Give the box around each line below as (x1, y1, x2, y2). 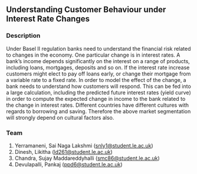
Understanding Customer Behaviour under (6, 5, 166, 15)
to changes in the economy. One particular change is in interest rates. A (6, 51, 180, 58)
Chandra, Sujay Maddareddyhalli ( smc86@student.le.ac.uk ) (14, 155, 160, 162)
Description (6, 32, 41, 40)
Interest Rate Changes (6, 14, 90, 24)
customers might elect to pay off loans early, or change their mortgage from (6, 70, 191, 77)
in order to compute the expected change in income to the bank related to (6, 95, 186, 102)
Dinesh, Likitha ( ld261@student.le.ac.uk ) (14, 148, 113, 155)
